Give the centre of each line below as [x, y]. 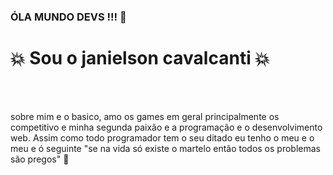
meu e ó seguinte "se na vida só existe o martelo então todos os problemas [165, 148]
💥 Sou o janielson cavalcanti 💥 [140, 58]
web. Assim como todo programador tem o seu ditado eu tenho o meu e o [162, 137]
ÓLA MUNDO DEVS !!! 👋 [68, 17]
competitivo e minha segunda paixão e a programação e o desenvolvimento [166, 127]
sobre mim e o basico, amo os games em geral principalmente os [145, 116]
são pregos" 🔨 [40, 159]
